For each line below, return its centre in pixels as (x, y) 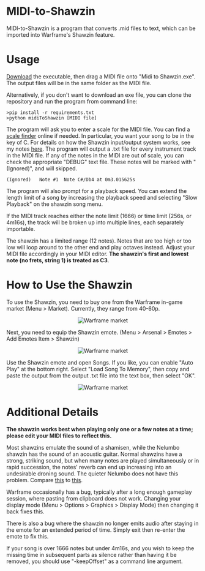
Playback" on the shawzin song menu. (55, 204)
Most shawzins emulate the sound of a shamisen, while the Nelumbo (93, 447)
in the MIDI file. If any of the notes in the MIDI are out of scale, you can (95, 155)
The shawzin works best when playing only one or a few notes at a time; (100, 429)
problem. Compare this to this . (45, 480)
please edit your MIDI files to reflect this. (59, 436)
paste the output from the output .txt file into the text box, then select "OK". (101, 376)
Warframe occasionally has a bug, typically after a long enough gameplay (99, 492)
